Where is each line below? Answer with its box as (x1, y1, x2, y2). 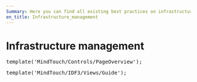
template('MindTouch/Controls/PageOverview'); (6, 59, 142, 65)
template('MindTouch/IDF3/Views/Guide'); (6, 70, 127, 76)
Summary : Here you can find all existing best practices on (6, 8, 157, 15)
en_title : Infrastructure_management (6, 14, 98, 20)
